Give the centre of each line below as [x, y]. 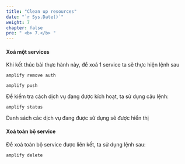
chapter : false [25, 28]
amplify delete [25, 155]
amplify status [25, 107]
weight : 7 [18, 22]
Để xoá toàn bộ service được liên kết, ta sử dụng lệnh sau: [76, 144]
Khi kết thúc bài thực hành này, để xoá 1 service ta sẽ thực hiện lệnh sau [93, 65]
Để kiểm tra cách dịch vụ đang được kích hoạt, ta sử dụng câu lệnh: [88, 96]
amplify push [22, 86]
